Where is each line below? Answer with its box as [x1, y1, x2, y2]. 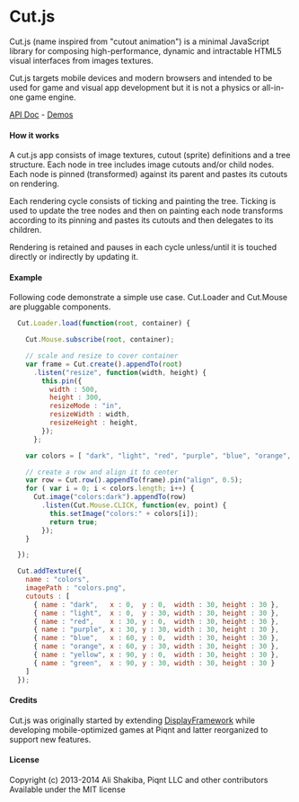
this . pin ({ [41, 376, 83, 386]
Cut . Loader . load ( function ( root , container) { [17, 319, 191, 328]
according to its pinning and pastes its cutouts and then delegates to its [9, 215, 274, 226]
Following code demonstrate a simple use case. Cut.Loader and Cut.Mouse [9, 292, 288, 303]
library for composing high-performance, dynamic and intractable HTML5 [9, 45, 282, 56]
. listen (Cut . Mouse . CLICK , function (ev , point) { [41, 501, 227, 510]
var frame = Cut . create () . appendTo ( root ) [25, 360, 182, 369]
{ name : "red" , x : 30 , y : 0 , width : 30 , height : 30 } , [32, 617, 280, 626]
